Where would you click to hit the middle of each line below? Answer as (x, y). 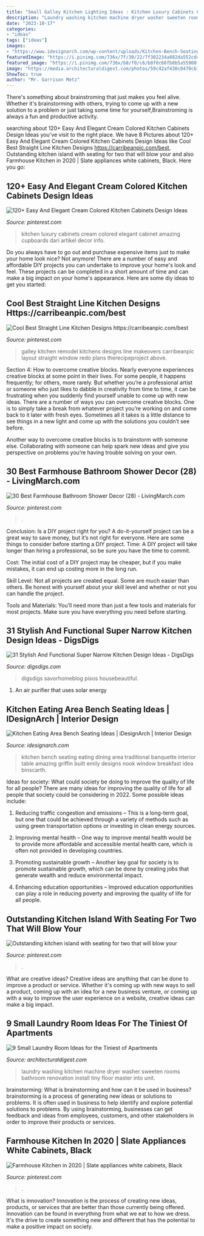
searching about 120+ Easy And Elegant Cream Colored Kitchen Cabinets (98, 128)
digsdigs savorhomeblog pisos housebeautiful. (80, 678)
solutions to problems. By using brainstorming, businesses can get (90, 1109)
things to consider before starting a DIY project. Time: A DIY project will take (102, 544)
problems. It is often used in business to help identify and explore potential (100, 1102)
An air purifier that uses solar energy (61, 690)
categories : (21, 29)
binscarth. (34, 770)
